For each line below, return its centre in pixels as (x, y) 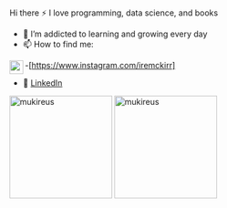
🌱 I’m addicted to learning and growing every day (115, 34)
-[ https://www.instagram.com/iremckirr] (100, 65)
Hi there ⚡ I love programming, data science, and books (114, 13)
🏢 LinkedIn (42, 83)
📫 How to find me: (58, 44)
